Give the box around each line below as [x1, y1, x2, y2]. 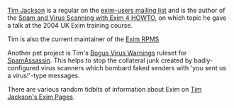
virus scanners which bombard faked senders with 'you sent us [40, 64, 227, 72]
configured [7, 64, 40, 72]
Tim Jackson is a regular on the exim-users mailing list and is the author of [7, 6, 225, 14]
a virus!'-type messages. [7, 71, 80, 80]
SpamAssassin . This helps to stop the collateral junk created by [7, 56, 193, 65]
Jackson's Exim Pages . [7, 92, 75, 101]
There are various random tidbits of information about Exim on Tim [7, 85, 202, 93]
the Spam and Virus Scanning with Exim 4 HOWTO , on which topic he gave [7, 13, 227, 22]
